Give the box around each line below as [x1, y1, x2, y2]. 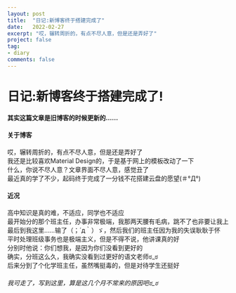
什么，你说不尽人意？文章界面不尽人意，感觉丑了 [7, 165, 149, 174]
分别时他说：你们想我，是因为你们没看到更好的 [7, 243, 143, 252]
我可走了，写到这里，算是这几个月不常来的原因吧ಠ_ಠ [7, 278, 159, 287]
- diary [7, 50, 30, 57]
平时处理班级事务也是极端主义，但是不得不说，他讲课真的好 [7, 235, 180, 243]
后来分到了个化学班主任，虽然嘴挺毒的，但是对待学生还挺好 [7, 261, 180, 269]
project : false [7, 37, 52, 44]
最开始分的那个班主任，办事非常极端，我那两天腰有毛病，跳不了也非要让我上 [7, 217, 229, 226]
